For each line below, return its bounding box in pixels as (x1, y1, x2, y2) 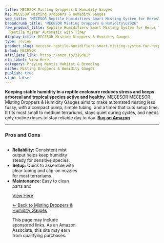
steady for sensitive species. (12, 157, 70, 163)
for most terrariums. (12, 173, 53, 179)
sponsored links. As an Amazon (12, 222, 76, 228)
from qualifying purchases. (12, 233, 67, 239)
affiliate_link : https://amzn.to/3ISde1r (5, 52, 91, 58)
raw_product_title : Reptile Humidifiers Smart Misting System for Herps (5, 25, 156, 30)
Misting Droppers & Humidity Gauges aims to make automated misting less (5, 99, 155, 105)
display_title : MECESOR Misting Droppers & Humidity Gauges (5, 35, 130, 40)
